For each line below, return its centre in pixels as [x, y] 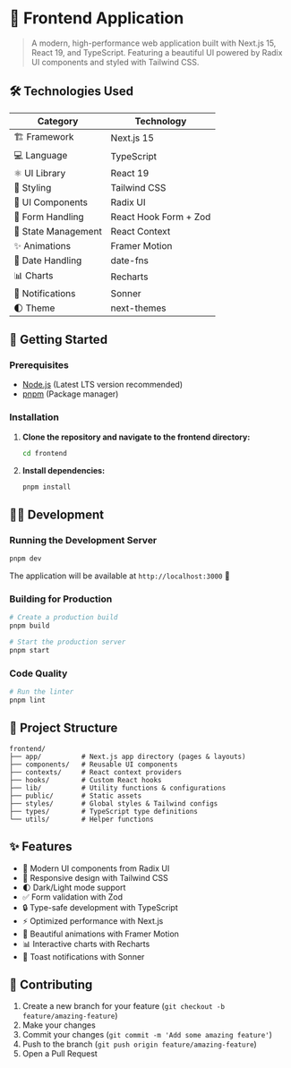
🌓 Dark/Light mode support [74, 887]
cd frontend [44, 453]
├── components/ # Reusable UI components [94, 765]
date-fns [130, 261]
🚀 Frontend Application [97, 18]
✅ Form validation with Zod [73, 897]
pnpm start [30, 650]
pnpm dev [26, 559]
